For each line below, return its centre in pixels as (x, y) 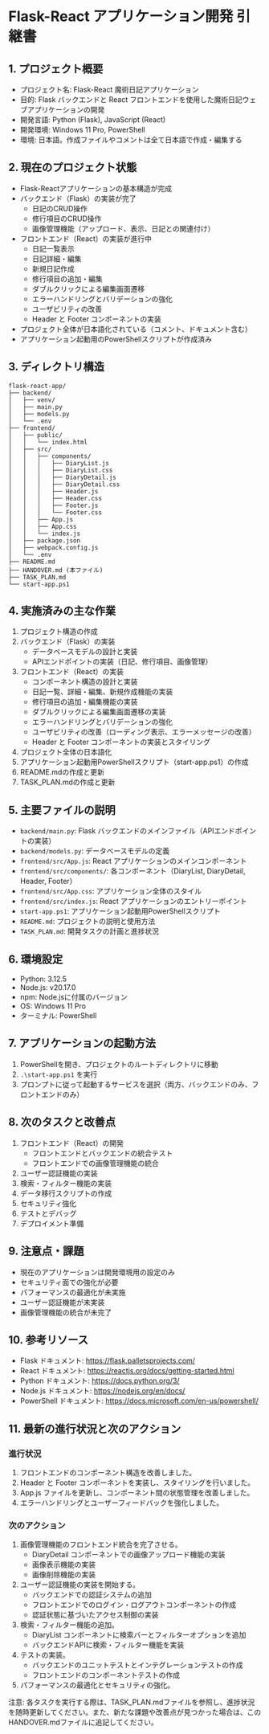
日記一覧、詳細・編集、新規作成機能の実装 (102, 692)
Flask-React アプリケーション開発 (121, 16)
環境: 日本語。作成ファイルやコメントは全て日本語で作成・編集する (131, 140)
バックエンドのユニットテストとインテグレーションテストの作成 (137, 1665)
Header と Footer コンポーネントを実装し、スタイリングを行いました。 (137, 1482)
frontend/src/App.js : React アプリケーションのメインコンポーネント (133, 861)
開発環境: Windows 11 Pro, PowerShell (83, 130)
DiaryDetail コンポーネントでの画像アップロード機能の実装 (128, 1555)
